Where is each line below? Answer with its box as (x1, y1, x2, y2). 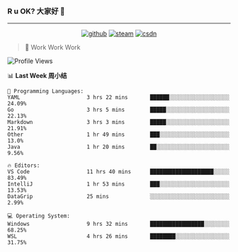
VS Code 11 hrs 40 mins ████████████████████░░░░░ (7, 168, 230, 176)
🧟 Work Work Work (24, 43, 81, 52)
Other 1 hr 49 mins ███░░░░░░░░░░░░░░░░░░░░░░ (7, 131, 230, 139)
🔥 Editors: (7, 162, 40, 169)
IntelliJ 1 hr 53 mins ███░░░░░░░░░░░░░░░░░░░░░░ (7, 181, 230, 188)
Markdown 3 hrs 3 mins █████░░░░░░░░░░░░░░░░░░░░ (7, 119, 230, 126)
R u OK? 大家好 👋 (7, 6, 65, 16)
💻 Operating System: (7, 212, 71, 220)
